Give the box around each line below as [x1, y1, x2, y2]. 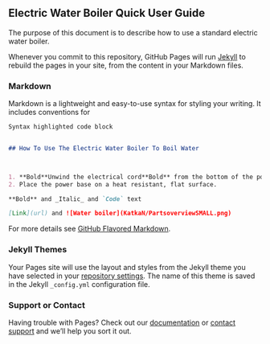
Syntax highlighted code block [8, 123, 113, 131]
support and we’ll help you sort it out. [8, 326, 132, 336]
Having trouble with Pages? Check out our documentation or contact [8, 317, 235, 327]
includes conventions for [8, 108, 91, 117]
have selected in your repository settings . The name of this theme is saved [8, 271, 256, 281]
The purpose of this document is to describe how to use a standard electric [8, 27, 259, 37]
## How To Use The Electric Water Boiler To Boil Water [8, 144, 199, 152]
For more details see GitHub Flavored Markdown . [8, 224, 171, 234]
